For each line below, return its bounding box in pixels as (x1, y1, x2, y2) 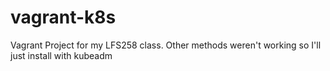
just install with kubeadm (10, 49, 113, 61)
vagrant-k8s (10, 6, 117, 29)
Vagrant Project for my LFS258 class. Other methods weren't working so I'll (10, 39, 322, 51)
